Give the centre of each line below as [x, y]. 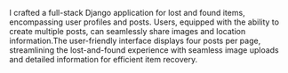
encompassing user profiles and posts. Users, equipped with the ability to [144, 22]
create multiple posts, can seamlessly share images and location [128, 31]
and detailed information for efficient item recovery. [104, 59]
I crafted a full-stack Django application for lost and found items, [128, 13]
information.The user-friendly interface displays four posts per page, [135, 40]
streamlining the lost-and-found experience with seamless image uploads [144, 50]
